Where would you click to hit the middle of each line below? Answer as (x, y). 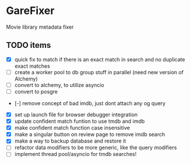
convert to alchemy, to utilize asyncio (59, 85)
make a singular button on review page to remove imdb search (90, 134)
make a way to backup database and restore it (70, 141)
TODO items (29, 45)
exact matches (32, 66)
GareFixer (30, 11)
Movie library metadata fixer (40, 27)
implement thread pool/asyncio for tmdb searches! (75, 154)
